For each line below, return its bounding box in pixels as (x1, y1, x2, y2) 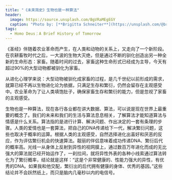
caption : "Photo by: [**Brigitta (10, 21, 81, 27)
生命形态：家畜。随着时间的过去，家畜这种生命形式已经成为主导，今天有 (14, 59, 167, 64)
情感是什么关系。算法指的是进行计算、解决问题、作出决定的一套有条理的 (5, 118, 158, 124)
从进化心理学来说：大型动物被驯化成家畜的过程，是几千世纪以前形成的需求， (5, 76, 167, 82)
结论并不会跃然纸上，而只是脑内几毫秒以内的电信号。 (5, 169, 118, 175)
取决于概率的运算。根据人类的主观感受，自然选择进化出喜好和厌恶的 (14, 131, 158, 137)
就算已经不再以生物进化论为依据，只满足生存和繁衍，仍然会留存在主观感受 (5, 82, 162, 88)
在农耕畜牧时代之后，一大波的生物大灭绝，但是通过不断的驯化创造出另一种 (5, 52, 162, 58)
